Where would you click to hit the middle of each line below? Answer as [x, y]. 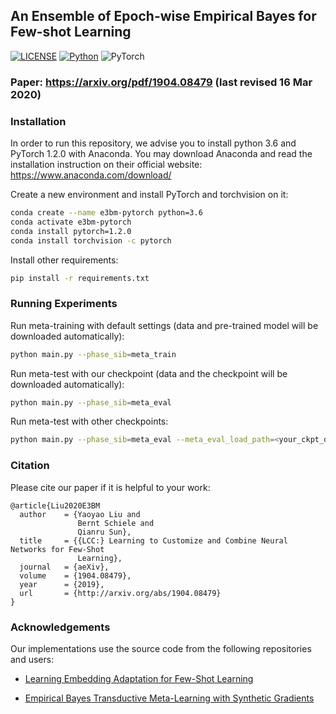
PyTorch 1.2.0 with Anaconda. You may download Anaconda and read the [161, 154]
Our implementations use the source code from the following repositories [161, 648]
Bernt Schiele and [116, 523]
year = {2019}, [62, 584]
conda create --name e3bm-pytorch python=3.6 [106, 213]
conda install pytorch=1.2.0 [71, 231]
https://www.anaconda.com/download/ [91, 175]
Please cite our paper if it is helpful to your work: [110, 487]
